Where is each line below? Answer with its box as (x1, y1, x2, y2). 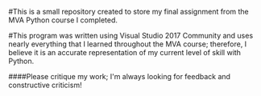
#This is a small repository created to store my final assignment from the (8, 7, 250, 16)
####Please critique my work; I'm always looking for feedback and (8, 72, 231, 81)
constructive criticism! (8, 80, 82, 90)
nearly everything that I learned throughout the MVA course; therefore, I (8, 39, 247, 49)
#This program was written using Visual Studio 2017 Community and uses (8, 31, 254, 40)
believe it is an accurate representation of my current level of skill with (8, 48, 242, 57)
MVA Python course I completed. (8, 15, 118, 25)
